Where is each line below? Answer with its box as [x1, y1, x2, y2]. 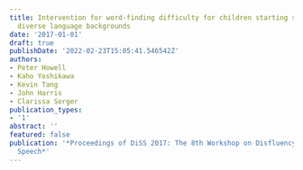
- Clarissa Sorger [9, 96, 78, 106]
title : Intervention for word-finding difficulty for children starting [9, 13, 289, 22]
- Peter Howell [9, 64, 67, 73]
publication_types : [9, 105, 83, 114]
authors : [9, 55, 42, 64]
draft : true [9, 38, 54, 48]
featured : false [9, 130, 70, 139]
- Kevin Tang [9, 80, 59, 89]
